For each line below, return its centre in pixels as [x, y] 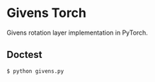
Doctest [24, 55]
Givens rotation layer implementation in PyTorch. [77, 33]
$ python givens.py [35, 71]
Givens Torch [46, 13]
